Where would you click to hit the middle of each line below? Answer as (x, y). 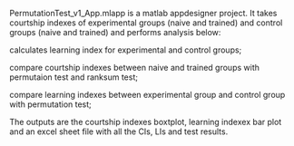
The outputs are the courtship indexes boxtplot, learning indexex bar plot (146, 122)
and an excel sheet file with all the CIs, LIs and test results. (119, 131)
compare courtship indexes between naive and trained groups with (135, 68)
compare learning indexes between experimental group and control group (147, 95)
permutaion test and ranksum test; (74, 77)
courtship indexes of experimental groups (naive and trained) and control (146, 23)
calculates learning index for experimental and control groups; (126, 50)
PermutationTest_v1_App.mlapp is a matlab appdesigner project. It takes (143, 13)
